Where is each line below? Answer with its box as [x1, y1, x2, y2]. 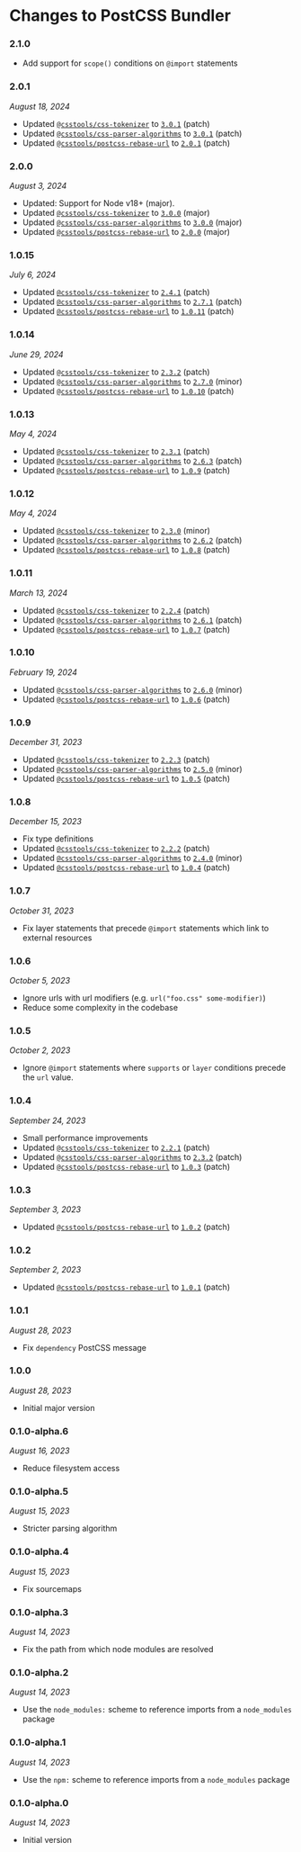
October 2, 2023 [9, 1045, 71, 1056]
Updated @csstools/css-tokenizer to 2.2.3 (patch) [22, 754, 210, 765]
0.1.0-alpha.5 [9, 1486, 69, 1498]
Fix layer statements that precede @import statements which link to [22, 922, 270, 933]
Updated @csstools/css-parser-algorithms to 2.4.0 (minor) [22, 852, 243, 864]
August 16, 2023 [9, 1445, 70, 1456]
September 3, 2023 [9, 1203, 82, 1215]
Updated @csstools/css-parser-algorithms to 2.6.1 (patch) [22, 614, 243, 625]
